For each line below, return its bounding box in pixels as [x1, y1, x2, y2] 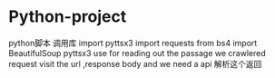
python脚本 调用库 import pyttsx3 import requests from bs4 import [8, 37, 258, 48]
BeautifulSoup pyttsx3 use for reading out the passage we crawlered [8, 47, 266, 58]
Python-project [8, 6, 127, 27]
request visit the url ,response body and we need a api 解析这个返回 [8, 58, 262, 69]
